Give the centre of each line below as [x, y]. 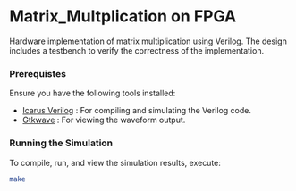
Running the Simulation [61, 143]
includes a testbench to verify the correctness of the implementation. [137, 50]
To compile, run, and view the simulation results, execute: [115, 162]
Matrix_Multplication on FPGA [123, 17]
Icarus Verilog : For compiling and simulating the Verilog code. [137, 111]
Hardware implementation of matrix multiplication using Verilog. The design [148, 41]
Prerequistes [38, 73]
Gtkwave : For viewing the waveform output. [104, 120]
